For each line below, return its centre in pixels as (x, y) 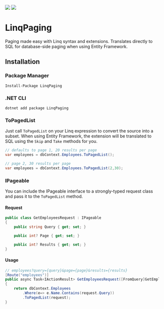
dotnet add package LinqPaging (37, 108)
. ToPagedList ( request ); (47, 297)
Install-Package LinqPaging (34, 86)
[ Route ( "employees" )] (27, 275)
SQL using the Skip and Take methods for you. (51, 141)
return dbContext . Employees (42, 289)
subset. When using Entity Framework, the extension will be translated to (78, 136)
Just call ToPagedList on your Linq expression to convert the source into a (79, 131)
